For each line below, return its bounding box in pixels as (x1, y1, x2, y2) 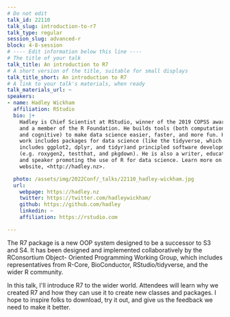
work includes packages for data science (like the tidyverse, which (19, 138, 222, 145)
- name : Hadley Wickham (7, 99, 75, 106)
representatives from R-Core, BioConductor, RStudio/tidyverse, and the (7, 260, 209, 268)
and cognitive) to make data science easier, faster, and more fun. (19, 131, 219, 138)
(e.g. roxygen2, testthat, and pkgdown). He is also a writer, (19, 150, 204, 158)
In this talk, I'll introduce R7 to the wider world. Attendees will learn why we (7, 281, 219, 289)
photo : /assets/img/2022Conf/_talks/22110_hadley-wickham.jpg (13, 176, 194, 183)
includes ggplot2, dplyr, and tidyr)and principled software (19, 144, 197, 151)
